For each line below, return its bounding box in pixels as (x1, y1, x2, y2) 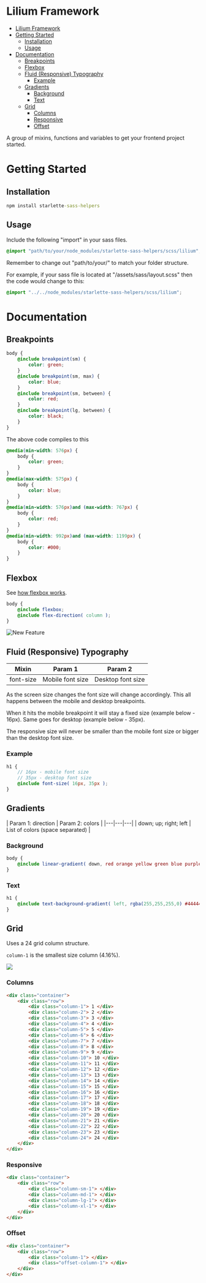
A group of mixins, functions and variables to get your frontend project (6, 134, 185, 142)
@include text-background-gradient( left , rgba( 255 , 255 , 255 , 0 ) (17, 900, 183, 907)
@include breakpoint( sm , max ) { (17, 373, 100, 379)
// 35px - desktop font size (17, 775, 92, 781)
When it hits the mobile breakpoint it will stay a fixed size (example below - (6, 709, 195, 717)
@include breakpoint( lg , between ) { (17, 408, 112, 414)
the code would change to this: (6, 277, 85, 284)
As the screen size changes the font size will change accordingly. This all (6, 691, 191, 698)
